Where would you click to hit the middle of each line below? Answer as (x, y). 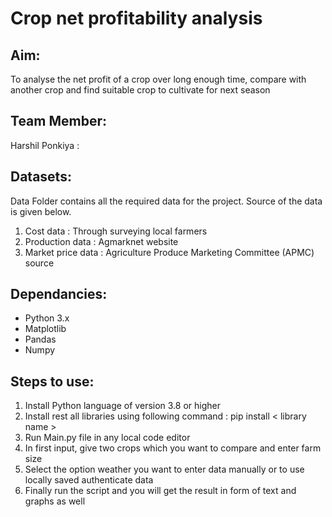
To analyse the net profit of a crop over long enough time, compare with (158, 79)
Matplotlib (45, 329)
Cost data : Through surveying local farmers (116, 231)
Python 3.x (47, 318)
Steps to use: (52, 381)
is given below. (41, 211)
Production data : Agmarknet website (101, 241)
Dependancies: (59, 294)
